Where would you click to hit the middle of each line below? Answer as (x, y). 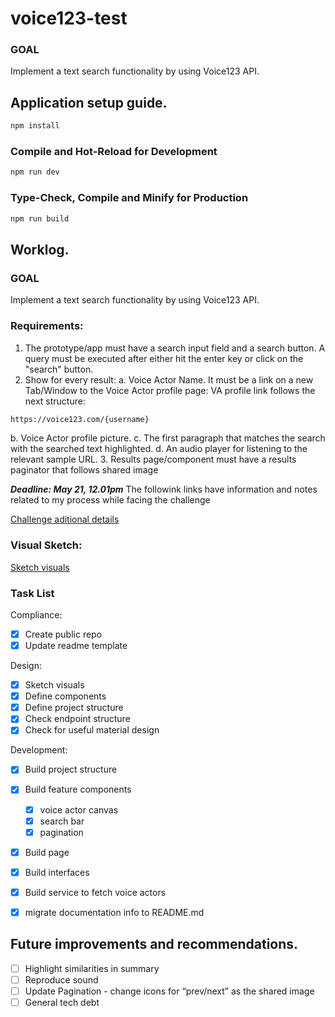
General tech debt (62, 1002)
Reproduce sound (61, 979)
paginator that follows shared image (84, 470)
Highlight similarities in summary (92, 968)
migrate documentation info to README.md (114, 912)
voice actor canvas (79, 809)
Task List (32, 593)
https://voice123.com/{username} (80, 419)
